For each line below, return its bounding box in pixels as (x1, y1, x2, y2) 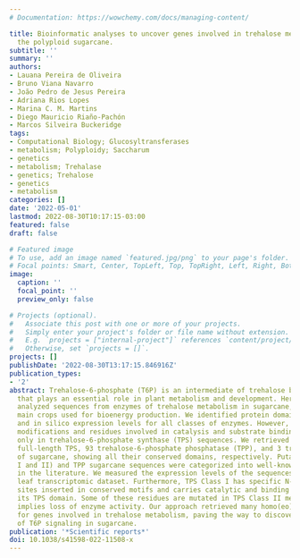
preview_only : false (17, 294, 94, 304)
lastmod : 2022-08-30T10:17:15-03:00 (9, 212, 146, 221)
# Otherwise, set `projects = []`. (9, 344, 150, 353)
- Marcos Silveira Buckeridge (9, 121, 122, 130)
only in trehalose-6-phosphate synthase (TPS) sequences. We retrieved (17, 435, 290, 444)
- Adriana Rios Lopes (9, 96, 90, 105)
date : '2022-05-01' (9, 204, 82, 213)
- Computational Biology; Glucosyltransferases (9, 138, 190, 147)
